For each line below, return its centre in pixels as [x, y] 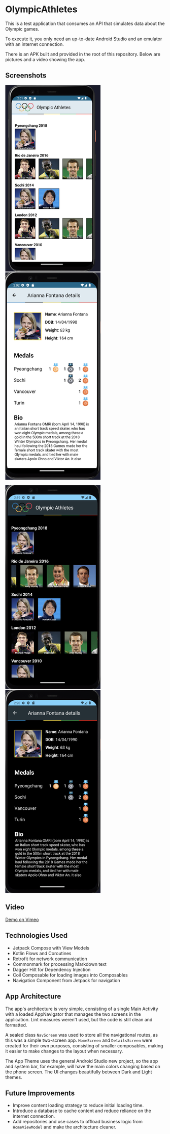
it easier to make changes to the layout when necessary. [64, 1051]
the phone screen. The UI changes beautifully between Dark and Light [79, 1072]
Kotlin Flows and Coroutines [42, 953]
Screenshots [26, 76]
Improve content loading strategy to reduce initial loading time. [78, 1105]
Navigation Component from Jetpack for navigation [66, 980]
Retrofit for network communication [50, 959]
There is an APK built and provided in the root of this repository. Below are [83, 54]
